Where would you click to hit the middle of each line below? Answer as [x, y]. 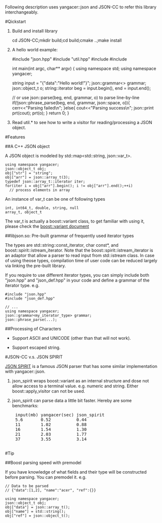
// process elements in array [40, 190]
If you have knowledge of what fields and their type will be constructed [76, 472]
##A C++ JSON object [27, 146]
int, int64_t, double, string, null [42, 208]
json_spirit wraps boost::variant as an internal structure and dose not [80, 381]
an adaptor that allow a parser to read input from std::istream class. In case [80, 255]
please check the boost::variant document [47, 226]
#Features [15, 137]
